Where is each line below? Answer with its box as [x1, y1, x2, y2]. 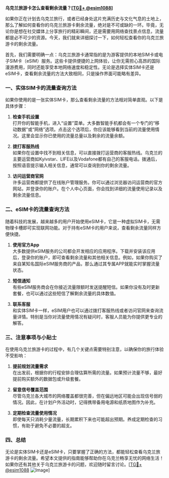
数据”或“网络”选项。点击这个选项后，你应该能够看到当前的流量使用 [17, 126, 155, 133]
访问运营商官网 [12, 173, 44, 179]
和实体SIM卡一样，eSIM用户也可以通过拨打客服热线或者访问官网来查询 [12, 307, 159, 313]
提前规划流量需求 [12, 363, 48, 369]
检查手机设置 [12, 114, 39, 120]
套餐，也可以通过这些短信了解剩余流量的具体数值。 [12, 290, 119, 296]
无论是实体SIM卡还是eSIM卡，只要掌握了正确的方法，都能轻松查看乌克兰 [5, 449, 156, 455]
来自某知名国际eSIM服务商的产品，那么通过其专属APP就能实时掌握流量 [12, 260, 160, 267]
